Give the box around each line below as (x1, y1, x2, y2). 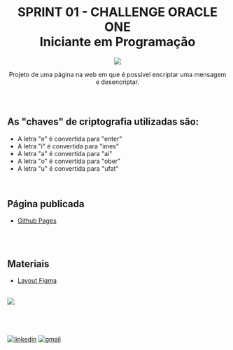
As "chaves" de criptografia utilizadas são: (7, 116, 199, 128)
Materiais (7, 258, 50, 269)
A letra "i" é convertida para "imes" (17, 141, 120, 150)
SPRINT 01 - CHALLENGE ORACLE (17, 4, 218, 20)
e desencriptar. (95, 78, 140, 86)
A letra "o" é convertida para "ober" (17, 157, 121, 165)
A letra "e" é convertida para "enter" (17, 134, 122, 143)
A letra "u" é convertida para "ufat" (17, 164, 119, 172)
